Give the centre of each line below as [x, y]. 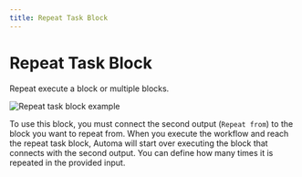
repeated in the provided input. [68, 162]
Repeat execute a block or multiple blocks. [89, 88]
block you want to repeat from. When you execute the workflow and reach [149, 133]
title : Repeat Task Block [58, 18]
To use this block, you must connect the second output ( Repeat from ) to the [151, 123]
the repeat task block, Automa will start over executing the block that [139, 143]
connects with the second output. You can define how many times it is [141, 152]
